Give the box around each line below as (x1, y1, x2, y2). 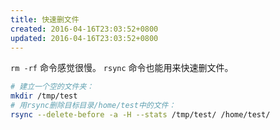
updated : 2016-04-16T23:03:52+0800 (10, 33, 159, 43)
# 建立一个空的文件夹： (10, 82, 95, 92)
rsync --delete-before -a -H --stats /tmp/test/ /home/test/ (10, 110, 271, 120)
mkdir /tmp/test (10, 91, 78, 101)
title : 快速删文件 (10, 14, 80, 25)
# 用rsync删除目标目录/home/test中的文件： (10, 101, 177, 111)
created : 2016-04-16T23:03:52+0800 (10, 24, 159, 34)
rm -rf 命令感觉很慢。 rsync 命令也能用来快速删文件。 (10, 62, 234, 74)
